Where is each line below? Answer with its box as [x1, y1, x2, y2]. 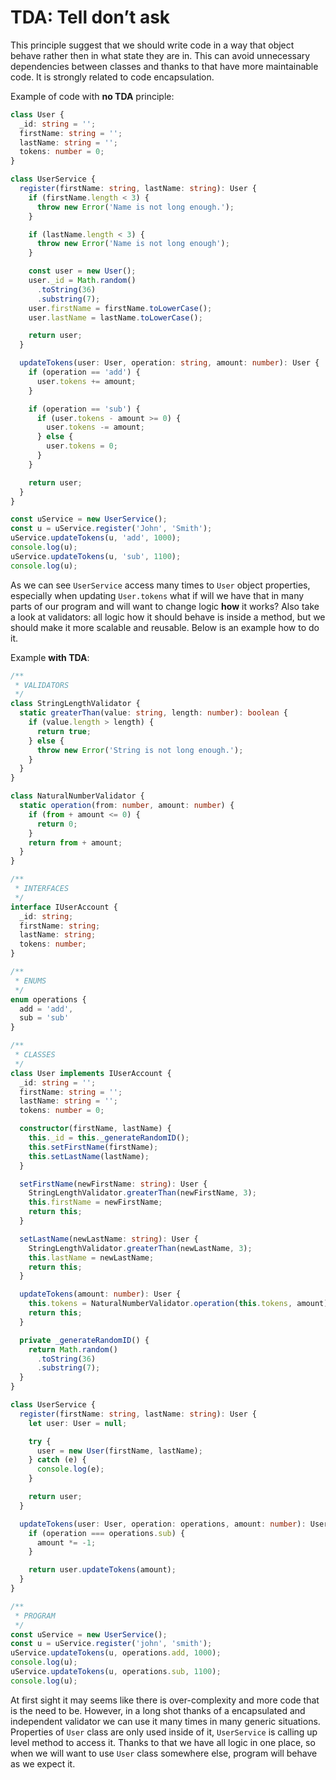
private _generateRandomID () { [19, 1335, 150, 1345]
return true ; [36, 726, 92, 736]
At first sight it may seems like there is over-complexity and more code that [10, 1694, 320, 1706]
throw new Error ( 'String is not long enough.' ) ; [36, 745, 244, 755]
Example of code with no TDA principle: [10, 90, 175, 102]
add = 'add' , [19, 1004, 74, 1014]
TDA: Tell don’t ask [10, 6, 171, 29]
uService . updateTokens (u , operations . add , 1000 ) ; [10, 1648, 222, 1658]
